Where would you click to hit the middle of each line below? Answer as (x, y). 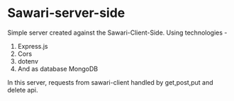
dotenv (28, 61)
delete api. (23, 90)
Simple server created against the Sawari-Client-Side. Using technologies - (117, 32)
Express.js (33, 46)
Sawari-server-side (66, 13)
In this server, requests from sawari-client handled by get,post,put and (110, 82)
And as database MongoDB (57, 69)
